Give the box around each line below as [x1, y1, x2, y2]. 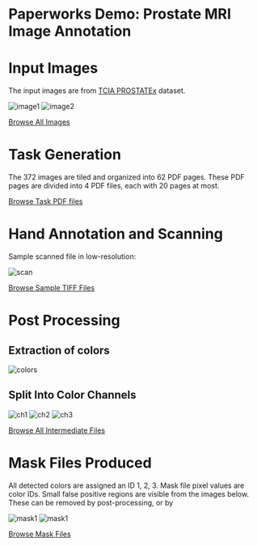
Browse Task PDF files [8, 197, 83, 206]
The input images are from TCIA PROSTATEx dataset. [8, 86, 186, 95]
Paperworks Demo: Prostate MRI [8, 5, 232, 23]
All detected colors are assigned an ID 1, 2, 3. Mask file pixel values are [8, 480, 245, 490]
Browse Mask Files [8, 529, 71, 539]
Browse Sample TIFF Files [8, 283, 95, 292]
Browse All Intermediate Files [8, 425, 106, 435]
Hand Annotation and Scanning [8, 225, 224, 243]
